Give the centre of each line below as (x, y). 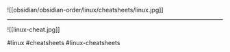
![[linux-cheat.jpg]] (34, 29)
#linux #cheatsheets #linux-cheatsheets (64, 43)
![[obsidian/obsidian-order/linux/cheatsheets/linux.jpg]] (85, 10)
